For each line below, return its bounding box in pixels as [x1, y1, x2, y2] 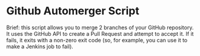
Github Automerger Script [6, 4, 139, 18]
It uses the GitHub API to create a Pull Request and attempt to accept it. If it [6, 30, 194, 37]
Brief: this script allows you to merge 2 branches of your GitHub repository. [6, 24, 194, 31]
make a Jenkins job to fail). [6, 43, 74, 50]
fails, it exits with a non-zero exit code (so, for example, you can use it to [6, 36, 188, 43]
